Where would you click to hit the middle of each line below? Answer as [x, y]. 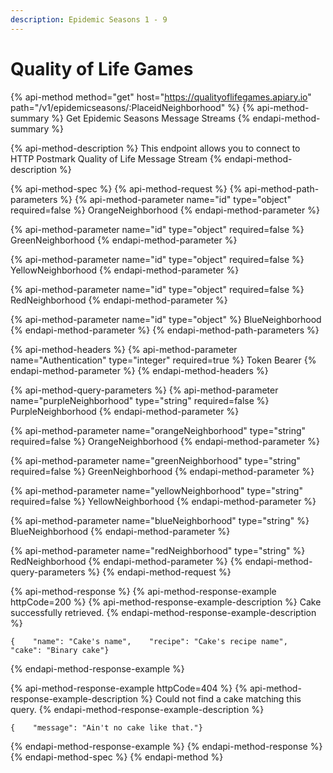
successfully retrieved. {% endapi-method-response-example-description [163, 612]
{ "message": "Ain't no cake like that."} [106, 727]
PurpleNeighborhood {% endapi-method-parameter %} [125, 411]
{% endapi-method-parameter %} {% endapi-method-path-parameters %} [165, 330]
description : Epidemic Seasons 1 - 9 [89, 19]
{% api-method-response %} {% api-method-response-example [143, 591]
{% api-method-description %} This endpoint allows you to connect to [155, 148]
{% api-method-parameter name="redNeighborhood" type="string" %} [158, 550]
